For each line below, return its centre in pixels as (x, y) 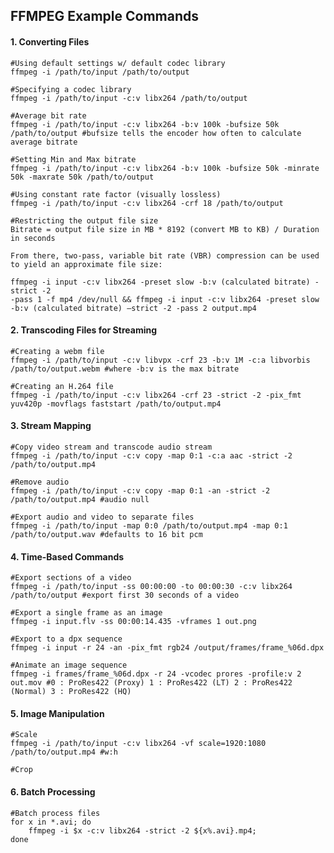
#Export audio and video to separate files (102, 517)
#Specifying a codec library (71, 89)
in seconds (33, 238)
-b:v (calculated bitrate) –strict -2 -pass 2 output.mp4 (133, 308)
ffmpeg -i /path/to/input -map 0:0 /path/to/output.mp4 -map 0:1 (149, 526)
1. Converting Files (50, 41)
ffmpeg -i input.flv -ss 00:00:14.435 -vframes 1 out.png (133, 622)
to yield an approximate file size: (86, 264)
